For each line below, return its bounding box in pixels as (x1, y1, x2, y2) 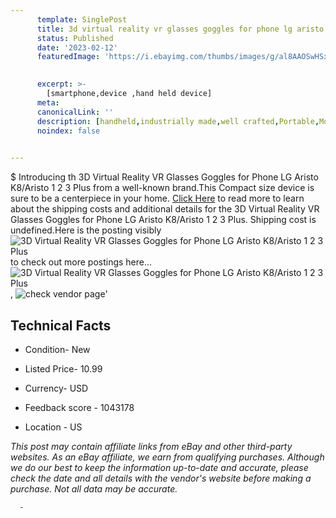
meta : (36, 97, 60, 108)
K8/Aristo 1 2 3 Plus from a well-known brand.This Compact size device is (10, 182, 315, 194)
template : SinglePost (36, 14, 128, 25)
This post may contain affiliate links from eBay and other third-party (10, 440, 293, 452)
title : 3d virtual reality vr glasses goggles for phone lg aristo (36, 24, 325, 34)
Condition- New (24, 343, 91, 355)
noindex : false (36, 126, 101, 136)
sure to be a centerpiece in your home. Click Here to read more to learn (10, 192, 305, 205)
